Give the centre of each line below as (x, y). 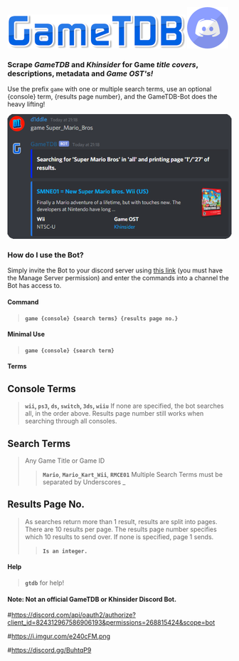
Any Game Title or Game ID (65, 461)
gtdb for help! (44, 583)
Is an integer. (65, 551)
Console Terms (42, 389)
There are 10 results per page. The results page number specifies (121, 529)
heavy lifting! (26, 104)
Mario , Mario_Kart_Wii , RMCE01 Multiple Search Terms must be (132, 475)
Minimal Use (26, 334)
